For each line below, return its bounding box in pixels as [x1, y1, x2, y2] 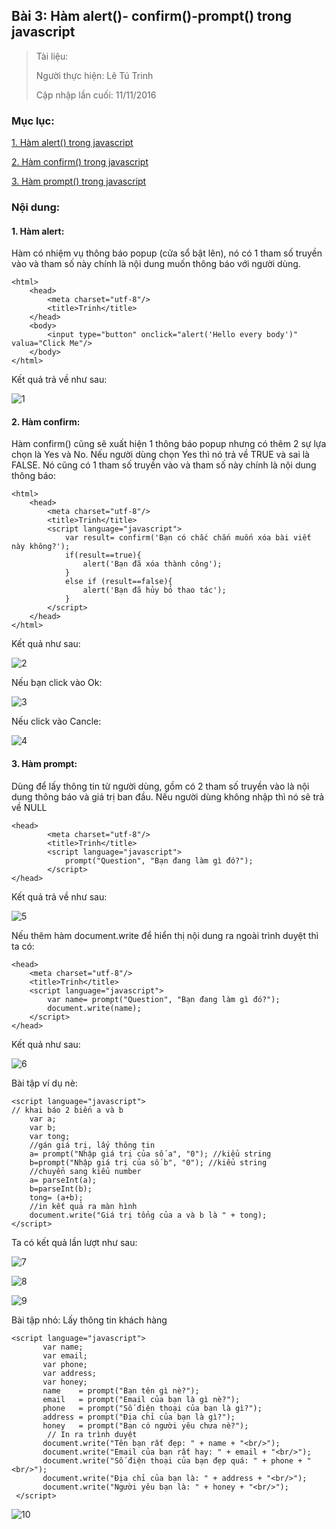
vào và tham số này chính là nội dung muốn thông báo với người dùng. [11, 258, 301, 270]
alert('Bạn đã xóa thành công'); [82, 559, 223, 569]
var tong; [29, 1131, 71, 1141]
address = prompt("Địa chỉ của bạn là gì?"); [42, 1412, 236, 1422]
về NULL [11, 801, 48, 813]
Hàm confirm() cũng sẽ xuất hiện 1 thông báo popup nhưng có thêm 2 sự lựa [11, 438, 327, 450]
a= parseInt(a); [29, 1175, 98, 1185]
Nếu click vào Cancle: [11, 715, 102, 728]
